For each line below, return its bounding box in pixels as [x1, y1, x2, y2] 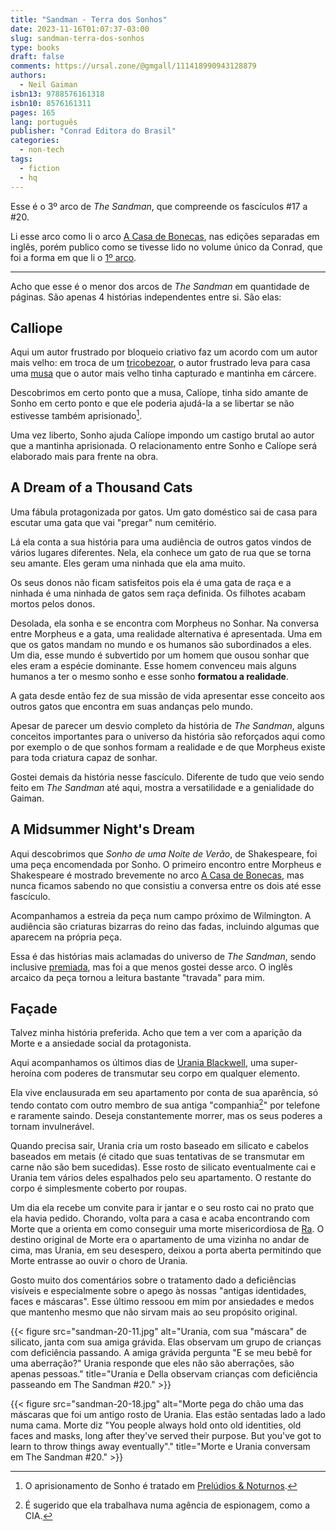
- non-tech [19, 145, 65, 155]
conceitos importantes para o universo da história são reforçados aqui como [10, 730, 326, 742]
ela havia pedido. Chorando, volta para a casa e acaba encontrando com [10, 1212, 310, 1225]
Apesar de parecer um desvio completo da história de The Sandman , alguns [10, 719, 325, 731]
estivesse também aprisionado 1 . [10, 408, 143, 421]
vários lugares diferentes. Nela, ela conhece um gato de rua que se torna [10, 546, 312, 558]
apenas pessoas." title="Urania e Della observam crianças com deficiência [10, 1368, 318, 1380]
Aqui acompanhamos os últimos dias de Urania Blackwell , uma [10, 1057, 269, 1069]
